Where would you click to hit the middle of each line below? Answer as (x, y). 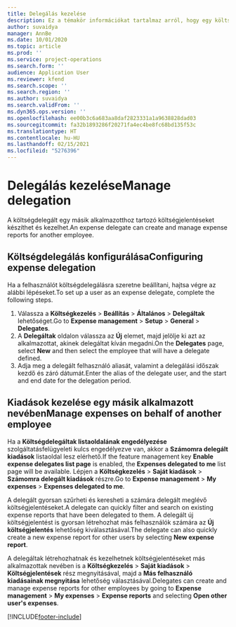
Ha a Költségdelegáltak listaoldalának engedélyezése (87, 441)
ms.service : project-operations (54, 60)
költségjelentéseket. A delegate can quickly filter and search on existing (111, 507)
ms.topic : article (34, 46)
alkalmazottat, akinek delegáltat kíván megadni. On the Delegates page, (121, 343)
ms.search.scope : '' (38, 86)
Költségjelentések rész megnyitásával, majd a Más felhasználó (100, 573)
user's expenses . (33, 603)
